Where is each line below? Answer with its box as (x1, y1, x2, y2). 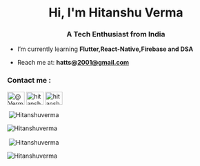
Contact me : (7, 76, 52, 85)
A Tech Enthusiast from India (66, 30, 166, 39)
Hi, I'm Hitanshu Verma (48, 5, 184, 21)
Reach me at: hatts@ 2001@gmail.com (17, 59, 130, 67)
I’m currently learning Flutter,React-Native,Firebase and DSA (17, 45, 194, 53)
